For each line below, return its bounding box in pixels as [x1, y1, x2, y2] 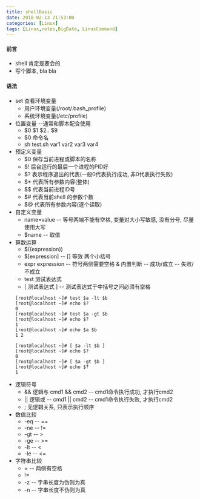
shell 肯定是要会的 [15, 60, 61, 67]
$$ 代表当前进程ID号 [24, 185, 76, 193]
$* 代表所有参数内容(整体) [24, 178, 90, 185]
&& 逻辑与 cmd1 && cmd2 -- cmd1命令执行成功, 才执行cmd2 [24, 388, 173, 395]
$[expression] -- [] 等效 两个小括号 [24, 253, 111, 260]
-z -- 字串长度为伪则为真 [24, 478, 86, 486]
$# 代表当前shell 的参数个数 [24, 193, 94, 200]
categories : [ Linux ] [6, 20, 59, 26]
